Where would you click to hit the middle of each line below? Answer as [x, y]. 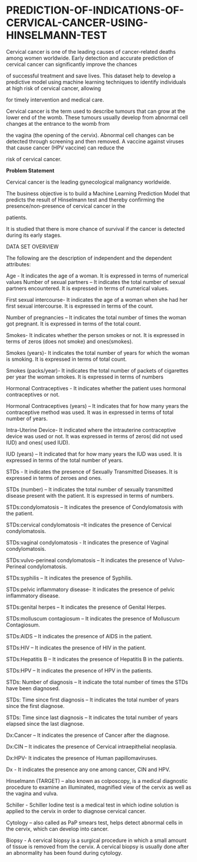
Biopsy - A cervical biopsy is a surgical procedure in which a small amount [96, 840]
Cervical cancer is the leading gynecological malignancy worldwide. [89, 182]
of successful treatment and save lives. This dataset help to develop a [91, 76]
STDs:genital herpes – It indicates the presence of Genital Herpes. [86, 607]
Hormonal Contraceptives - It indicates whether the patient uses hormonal [96, 388]
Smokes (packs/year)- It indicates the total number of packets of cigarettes [97, 370]
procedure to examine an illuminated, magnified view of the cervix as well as [99, 787]
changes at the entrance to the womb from [58, 123]
